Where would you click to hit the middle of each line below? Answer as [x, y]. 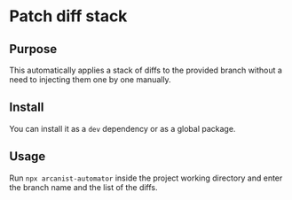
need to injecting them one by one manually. [90, 80]
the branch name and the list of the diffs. [83, 187]
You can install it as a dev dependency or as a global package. [122, 128]
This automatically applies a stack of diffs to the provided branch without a [146, 70]
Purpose [33, 49]
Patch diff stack [68, 16]
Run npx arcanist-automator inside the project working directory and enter [146, 178]
